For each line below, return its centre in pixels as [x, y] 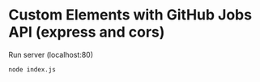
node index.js [32, 69]
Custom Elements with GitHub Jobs [130, 15]
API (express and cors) [87, 32]
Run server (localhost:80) [51, 54]
